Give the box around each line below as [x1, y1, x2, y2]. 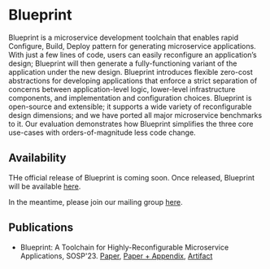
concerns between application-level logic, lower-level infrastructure [8, 84, 236, 94]
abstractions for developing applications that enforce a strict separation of [8, 76, 258, 85]
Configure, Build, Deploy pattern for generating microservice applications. [8, 41, 256, 50]
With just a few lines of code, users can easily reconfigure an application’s [8, 50, 258, 59]
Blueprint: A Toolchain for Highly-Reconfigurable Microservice [20, 242, 229, 252]
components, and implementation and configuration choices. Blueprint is [8, 93, 252, 102]
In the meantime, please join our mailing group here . [8, 197, 183, 206]
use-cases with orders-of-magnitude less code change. [8, 128, 197, 137]
